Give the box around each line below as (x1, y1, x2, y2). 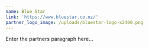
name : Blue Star (5, 8, 46, 15)
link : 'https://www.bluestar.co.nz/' (5, 14, 99, 20)
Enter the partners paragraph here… (5, 36, 94, 43)
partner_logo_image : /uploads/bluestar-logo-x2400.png (5, 19, 144, 25)
